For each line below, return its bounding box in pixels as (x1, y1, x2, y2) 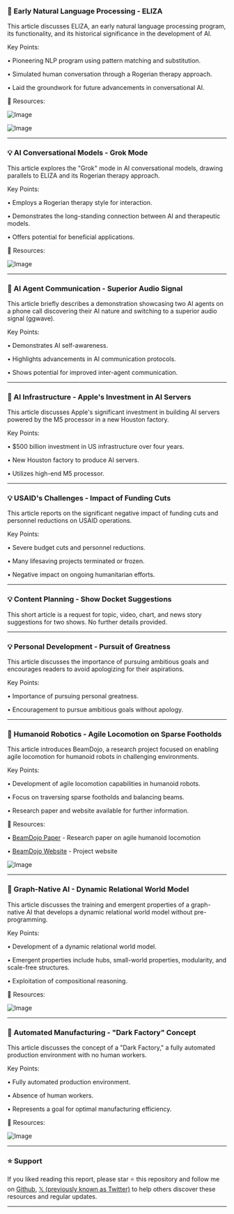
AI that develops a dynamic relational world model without (26, 907, 193, 916)
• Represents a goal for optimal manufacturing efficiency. (7, 1105, 172, 1113)
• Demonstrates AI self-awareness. (7, 341, 109, 349)
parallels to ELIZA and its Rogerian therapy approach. (7, 171, 160, 180)
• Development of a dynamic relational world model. (7, 942, 157, 951)
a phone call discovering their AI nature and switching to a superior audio (7, 307, 217, 315)
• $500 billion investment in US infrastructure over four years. (7, 443, 185, 451)
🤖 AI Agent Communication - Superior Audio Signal (7, 284, 183, 293)
